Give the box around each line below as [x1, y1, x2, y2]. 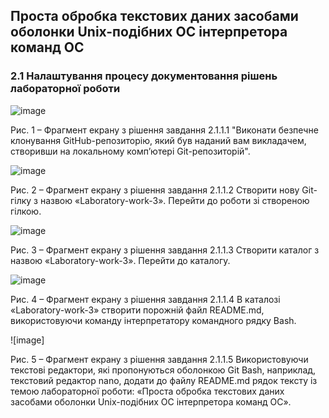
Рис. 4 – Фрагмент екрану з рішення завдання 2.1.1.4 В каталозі [10, 293, 281, 305]
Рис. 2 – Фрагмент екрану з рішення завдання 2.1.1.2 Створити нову [10, 184, 300, 196]
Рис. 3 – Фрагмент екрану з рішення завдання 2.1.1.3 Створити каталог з [10, 244, 320, 256]
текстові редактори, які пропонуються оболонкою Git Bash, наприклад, [10, 364, 317, 376]
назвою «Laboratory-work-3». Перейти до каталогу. [10, 254, 231, 266]
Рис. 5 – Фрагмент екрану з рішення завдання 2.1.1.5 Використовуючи [10, 353, 309, 365]
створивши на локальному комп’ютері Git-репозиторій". [10, 145, 251, 157]
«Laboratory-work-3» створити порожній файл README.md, [10, 304, 265, 316]
